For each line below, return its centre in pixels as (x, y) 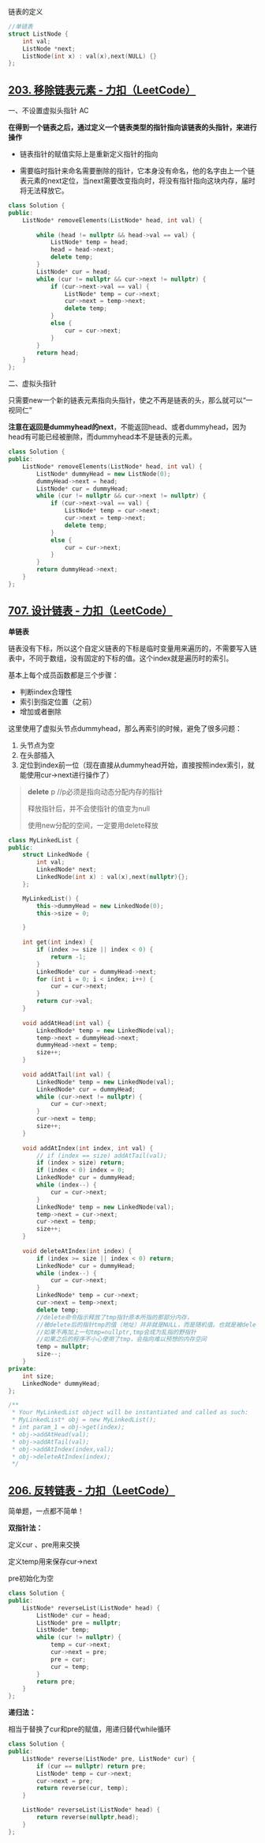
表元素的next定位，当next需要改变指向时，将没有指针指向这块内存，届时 (138, 181)
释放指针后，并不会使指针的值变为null (89, 808)
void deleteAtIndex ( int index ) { (77, 1251)
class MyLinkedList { (44, 840)
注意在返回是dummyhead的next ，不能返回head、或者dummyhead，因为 (127, 427)
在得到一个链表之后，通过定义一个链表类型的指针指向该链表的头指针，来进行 (132, 127)
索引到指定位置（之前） (58, 702)
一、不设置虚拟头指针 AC (49, 111)
